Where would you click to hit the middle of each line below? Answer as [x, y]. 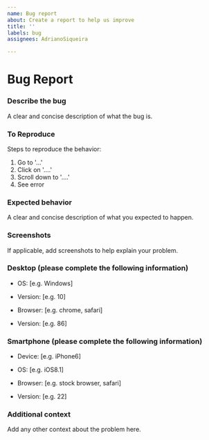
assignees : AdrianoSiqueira [48, 39]
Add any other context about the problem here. [74, 430]
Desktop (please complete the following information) [98, 268]
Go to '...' [30, 162]
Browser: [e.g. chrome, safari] [60, 310]
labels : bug [24, 33]
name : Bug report [32, 13]
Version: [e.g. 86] [42, 323]
